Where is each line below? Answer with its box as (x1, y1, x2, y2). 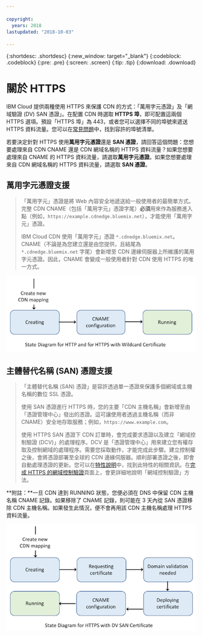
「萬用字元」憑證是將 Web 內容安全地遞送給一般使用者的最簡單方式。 (21, 197, 194, 204)
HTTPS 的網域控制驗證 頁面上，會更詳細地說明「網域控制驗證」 (28, 469, 185, 476)
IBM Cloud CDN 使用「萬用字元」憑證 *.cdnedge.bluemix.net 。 (21, 233, 178, 240)
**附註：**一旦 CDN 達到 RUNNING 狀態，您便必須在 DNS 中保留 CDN (6, 489, 182, 497)
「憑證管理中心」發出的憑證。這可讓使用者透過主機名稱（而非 (21, 411, 175, 418)
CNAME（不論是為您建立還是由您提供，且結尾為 (21, 240, 142, 247)
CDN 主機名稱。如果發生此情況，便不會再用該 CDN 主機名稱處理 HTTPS (13, 504, 192, 512)
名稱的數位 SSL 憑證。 (21, 391, 77, 398)
